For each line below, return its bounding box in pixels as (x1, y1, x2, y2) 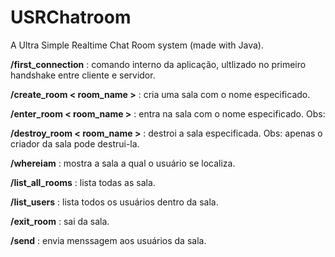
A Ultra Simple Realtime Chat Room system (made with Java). (10, 39, 264, 51)
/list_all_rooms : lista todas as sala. (10, 176, 156, 188)
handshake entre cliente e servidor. (10, 69, 156, 81)
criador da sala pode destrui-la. (10, 137, 140, 150)
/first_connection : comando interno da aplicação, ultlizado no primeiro (10, 58, 307, 70)
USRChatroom (10, 6, 132, 29)
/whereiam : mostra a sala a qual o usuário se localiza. (10, 157, 236, 169)
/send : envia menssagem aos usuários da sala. (10, 234, 207, 246)
